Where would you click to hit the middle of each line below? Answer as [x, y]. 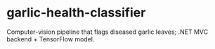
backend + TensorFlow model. [51, 39]
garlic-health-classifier [76, 13]
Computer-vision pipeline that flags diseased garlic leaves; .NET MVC [107, 32]
